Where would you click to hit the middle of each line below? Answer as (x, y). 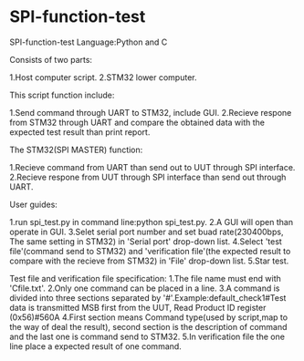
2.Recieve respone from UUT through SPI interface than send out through (148, 177)
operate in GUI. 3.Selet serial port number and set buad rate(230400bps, (147, 232)
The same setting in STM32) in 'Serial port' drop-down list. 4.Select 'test (146, 241)
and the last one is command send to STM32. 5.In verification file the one (147, 336)
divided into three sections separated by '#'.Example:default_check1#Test (148, 297)
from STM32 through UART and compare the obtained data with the (137, 122)
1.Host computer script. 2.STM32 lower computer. (104, 77)
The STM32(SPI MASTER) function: (76, 150)
